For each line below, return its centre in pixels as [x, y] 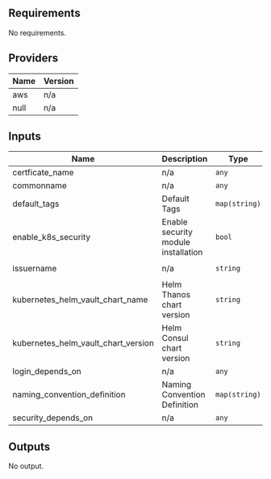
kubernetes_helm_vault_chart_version [83, 343]
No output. [26, 466]
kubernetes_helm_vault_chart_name [80, 300]
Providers [33, 59]
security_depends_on [53, 418]
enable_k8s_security [52, 237]
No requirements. [38, 32]
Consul [175, 338]
